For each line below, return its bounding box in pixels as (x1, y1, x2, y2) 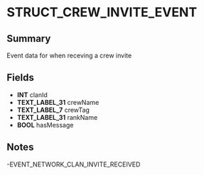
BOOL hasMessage (16, 120, 74, 129)
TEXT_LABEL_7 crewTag (16, 106, 90, 114)
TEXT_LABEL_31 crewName (16, 98, 100, 106)
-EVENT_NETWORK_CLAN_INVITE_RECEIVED (6, 160, 141, 169)
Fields (6, 72, 35, 84)
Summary (6, 33, 51, 45)
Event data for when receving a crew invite (6, 51, 132, 60)
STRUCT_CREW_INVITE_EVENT (6, 4, 198, 21)
